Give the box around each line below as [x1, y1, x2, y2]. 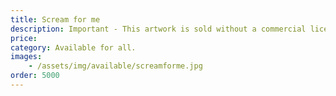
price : [10, 33, 38, 43]
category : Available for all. [10, 42, 137, 53]
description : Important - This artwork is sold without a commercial [10, 24, 307, 34]
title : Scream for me [10, 14, 101, 25]
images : [10, 52, 43, 62]
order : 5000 [10, 71, 60, 81]
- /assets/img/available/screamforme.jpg [28, 61, 203, 71]
